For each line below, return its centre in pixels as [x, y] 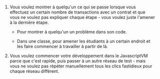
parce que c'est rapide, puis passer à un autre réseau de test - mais [78, 61]
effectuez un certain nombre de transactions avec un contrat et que [78, 12]
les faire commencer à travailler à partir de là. [62, 46]
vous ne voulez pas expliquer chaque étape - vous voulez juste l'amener [82, 17]
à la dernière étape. [29, 22]
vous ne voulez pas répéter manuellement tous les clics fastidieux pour [81, 66]
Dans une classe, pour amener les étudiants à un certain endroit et [84, 41]
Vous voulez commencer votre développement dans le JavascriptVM [79, 56]
